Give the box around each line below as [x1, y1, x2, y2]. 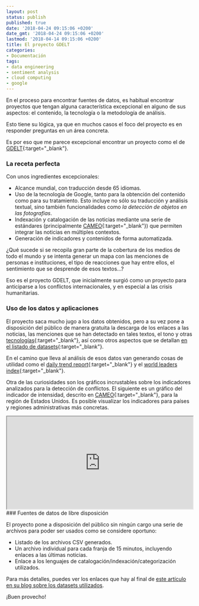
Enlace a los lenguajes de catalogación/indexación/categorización [14, 557, 176, 564]
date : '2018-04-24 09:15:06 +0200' [6, 25, 94, 31]
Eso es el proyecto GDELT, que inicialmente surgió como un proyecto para [6, 277, 187, 284]
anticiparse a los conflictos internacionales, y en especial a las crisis [6, 283, 172, 291]
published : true [6, 20, 46, 25]
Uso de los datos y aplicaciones [6, 304, 99, 312]
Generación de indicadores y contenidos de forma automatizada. [14, 235, 173, 242]
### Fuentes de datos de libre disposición [6, 509, 109, 516]
